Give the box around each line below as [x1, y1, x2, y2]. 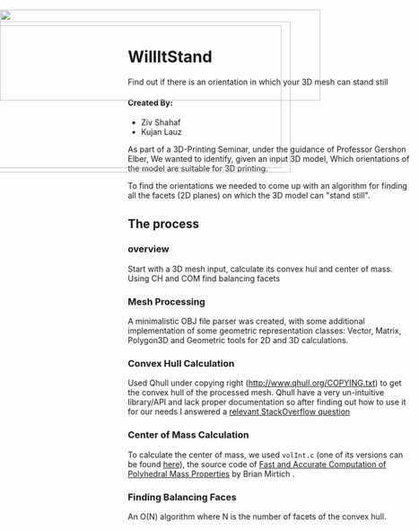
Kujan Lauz [140, 127, 183, 137]
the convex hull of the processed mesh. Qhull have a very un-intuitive [127, 387, 385, 398]
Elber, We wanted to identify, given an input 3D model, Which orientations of [127, 154, 410, 164]
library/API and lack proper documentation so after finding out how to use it [127, 397, 406, 408]
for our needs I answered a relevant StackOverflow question [127, 406, 351, 417]
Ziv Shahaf [140, 117, 181, 128]
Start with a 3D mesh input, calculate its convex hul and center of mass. [127, 263, 394, 274]
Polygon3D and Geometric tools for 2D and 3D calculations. [127, 335, 349, 346]
